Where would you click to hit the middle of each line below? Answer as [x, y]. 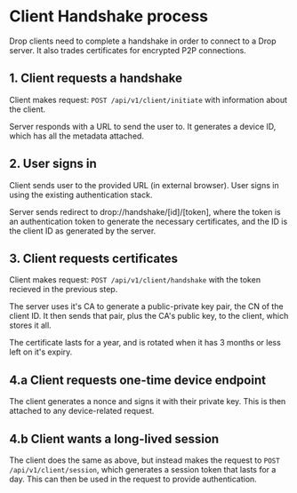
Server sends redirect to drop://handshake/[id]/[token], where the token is [145, 211]
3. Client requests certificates [93, 258]
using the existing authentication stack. [81, 195]
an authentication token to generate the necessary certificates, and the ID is [148, 221]
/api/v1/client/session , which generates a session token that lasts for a [143, 469]
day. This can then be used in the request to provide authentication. [133, 479]
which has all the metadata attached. [77, 136]
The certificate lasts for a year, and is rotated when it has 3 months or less [145, 343]
